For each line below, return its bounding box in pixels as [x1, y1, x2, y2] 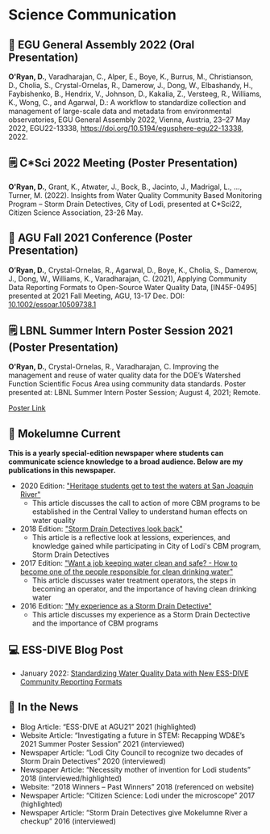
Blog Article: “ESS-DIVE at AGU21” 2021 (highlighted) [19, 722, 197, 731]
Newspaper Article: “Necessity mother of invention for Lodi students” [19, 764, 251, 774]
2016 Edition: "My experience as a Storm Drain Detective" [19, 601, 212, 611]
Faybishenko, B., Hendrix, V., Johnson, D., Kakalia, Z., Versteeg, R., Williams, [8, 89, 262, 99]
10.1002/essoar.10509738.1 [8, 299, 97, 309]
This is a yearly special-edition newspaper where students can [8, 449, 224, 458]
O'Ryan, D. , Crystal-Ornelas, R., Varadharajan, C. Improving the [8, 362, 219, 372]
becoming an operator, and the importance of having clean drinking [31, 584, 257, 594]
